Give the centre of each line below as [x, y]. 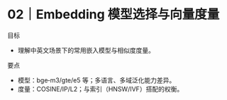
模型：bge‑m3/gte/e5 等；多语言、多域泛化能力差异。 [96, 80]
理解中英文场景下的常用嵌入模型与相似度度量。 [86, 50]
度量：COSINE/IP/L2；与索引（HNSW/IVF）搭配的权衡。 [100, 89]
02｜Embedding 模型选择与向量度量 [113, 14]
